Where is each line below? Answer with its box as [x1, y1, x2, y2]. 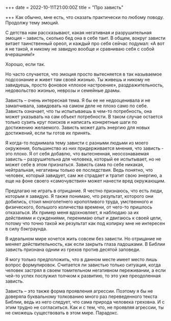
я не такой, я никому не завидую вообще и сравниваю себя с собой [5, 46, 155, 52]
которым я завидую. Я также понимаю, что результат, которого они [5, 193, 154, 199]
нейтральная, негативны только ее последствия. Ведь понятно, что [5, 167, 153, 173]
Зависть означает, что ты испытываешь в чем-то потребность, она [5, 108, 152, 114]
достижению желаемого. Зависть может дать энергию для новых [5, 125, 150, 130]
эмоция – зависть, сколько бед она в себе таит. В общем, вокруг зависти [5, 35, 166, 41]
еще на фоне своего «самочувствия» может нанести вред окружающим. [5, 178, 166, 184]
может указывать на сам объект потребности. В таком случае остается [5, 113, 163, 120]
